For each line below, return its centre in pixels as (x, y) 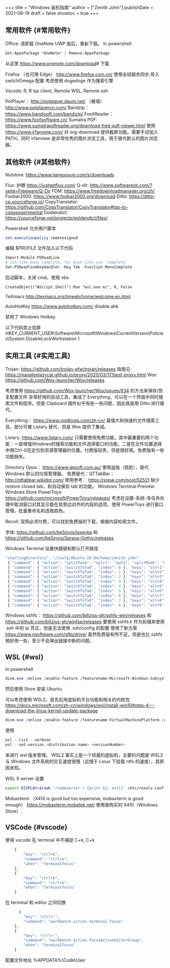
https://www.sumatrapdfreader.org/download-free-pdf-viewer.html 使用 (80, 125)
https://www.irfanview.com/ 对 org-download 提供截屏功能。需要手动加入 (82, 132)
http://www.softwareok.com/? (121, 185)
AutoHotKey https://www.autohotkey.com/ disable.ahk (62, 306)
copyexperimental (24, 212)
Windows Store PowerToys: (34, 492)
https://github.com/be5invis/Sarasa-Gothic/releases (59, 538)
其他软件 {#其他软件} (38, 162)
